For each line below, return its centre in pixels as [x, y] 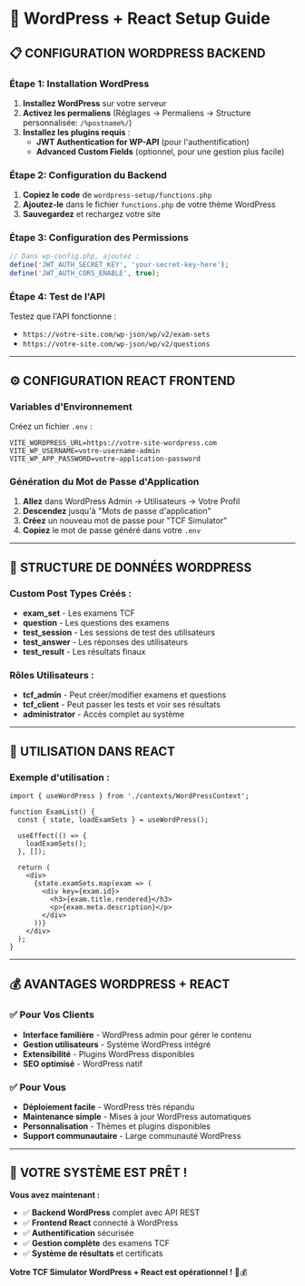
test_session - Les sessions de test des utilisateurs [119, 633]
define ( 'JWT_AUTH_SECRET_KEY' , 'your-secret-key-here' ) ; [119, 265]
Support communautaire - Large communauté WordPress [132, 1136]
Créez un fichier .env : [51, 427]
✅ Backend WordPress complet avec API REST [111, 1212]
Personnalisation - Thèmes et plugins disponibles [117, 1126]
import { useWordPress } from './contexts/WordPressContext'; [129, 796]
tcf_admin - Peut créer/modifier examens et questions [124, 695]
